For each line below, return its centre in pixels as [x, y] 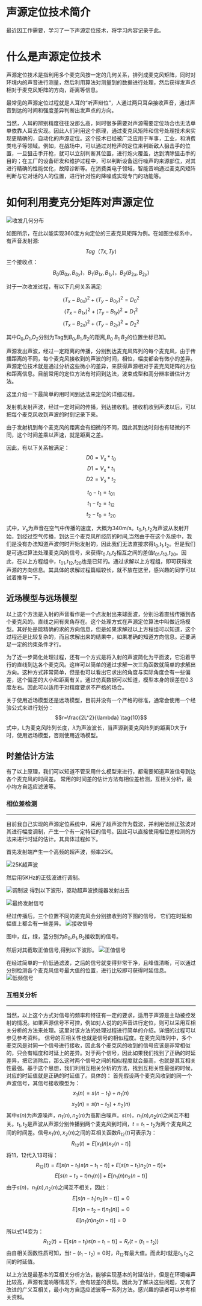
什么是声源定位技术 [54, 57]
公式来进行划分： [32, 708]
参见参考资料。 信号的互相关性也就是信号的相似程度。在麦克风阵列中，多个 [99, 1038]
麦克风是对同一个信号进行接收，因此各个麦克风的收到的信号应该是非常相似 [98, 1045]
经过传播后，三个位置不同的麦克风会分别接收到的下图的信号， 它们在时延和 [99, 916]
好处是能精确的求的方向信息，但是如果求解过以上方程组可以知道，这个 [109, 629]
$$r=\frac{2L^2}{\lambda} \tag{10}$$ [101, 717]
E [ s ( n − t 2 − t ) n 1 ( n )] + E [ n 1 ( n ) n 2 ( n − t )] [101, 1176]
